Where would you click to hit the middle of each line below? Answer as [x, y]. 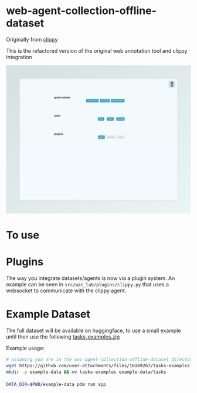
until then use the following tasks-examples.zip [63, 337]
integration [19, 57]
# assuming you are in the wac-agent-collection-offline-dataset [87, 360]
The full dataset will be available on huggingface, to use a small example [94, 331]
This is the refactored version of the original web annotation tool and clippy [97, 50]
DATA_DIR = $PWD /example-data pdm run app [56, 384]
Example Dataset [48, 314]
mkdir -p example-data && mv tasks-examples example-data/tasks [86, 372]
